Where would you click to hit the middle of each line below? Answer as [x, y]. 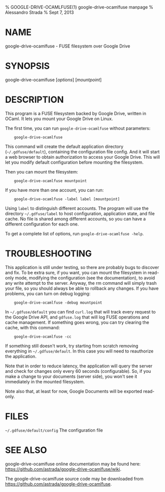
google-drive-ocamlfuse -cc [43, 336]
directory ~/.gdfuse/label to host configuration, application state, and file [80, 213]
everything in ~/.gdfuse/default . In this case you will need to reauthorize [79, 351]
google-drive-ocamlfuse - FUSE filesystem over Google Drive [68, 46]
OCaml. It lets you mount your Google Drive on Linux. [59, 119]
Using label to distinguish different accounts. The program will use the [77, 208]
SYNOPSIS [28, 66]
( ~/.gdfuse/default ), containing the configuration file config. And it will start [82, 152]
